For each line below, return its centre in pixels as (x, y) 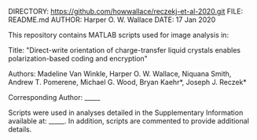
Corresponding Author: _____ (54, 97)
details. (20, 129)
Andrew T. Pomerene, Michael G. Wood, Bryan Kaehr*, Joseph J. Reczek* (128, 82)
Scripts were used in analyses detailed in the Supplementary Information (126, 112)
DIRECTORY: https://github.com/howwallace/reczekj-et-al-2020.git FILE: (126, 11)
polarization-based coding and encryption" (78, 59)
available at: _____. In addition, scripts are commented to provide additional (129, 121)
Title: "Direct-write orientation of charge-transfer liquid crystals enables (125, 50)
